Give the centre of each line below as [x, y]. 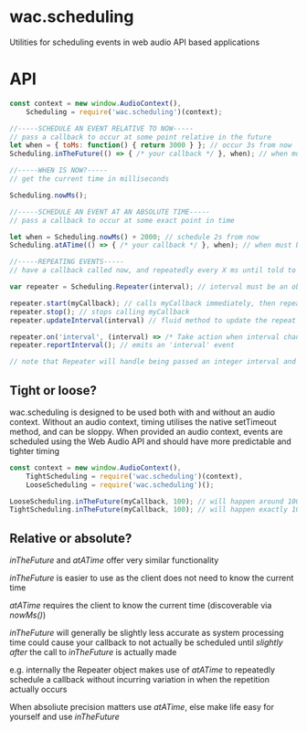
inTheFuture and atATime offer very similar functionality [114, 560]
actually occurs [38, 689]
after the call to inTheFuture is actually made [93, 652]
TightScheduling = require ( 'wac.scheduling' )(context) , [135, 476]
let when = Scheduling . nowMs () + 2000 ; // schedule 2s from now [134, 237]
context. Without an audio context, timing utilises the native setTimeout [143, 421]
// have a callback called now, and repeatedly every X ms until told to [153, 270]
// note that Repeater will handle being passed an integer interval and [153, 362]
